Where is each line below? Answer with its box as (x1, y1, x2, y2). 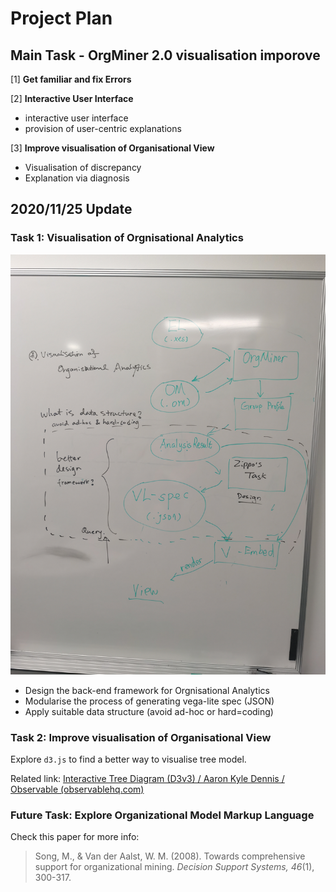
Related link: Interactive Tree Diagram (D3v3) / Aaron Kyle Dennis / (10, 772, 285, 784)
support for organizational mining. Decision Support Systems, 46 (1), (34, 861, 315, 873)
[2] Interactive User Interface (10, 93, 134, 104)
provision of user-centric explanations (24, 123, 182, 134)
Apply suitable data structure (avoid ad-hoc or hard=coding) (24, 705, 274, 717)
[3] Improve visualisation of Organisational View (10, 142, 215, 154)
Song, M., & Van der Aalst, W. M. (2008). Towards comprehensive (34, 850, 306, 862)
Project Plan (10, 7, 113, 30)
